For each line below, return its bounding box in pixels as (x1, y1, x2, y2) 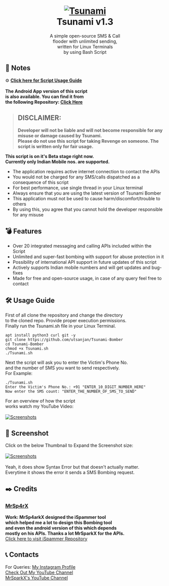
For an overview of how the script (5, 398, 75, 404)
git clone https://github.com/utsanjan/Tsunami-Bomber (5, 337, 123, 343)
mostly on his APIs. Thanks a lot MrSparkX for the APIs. (5, 530, 125, 536)
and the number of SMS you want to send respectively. (5, 365, 120, 371)
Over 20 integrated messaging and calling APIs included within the (12, 243, 152, 249)
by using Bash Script (63, 49, 107, 55)
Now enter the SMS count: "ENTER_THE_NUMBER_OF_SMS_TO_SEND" (5, 389, 137, 394)
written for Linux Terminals (57, 43, 113, 50)
